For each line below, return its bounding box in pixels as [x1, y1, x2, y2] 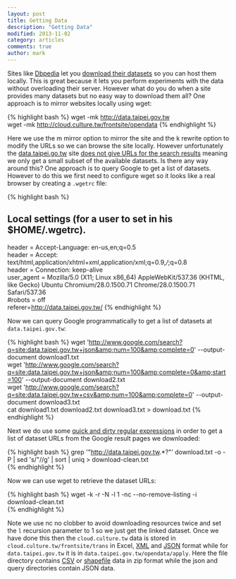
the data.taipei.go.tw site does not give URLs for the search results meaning [7, 149, 228, 157]
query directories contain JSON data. [7, 563, 116, 572]
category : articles [7, 37, 65, 44]
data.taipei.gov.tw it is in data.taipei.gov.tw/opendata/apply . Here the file [7, 549, 228, 557]
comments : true [7, 43, 52, 50]
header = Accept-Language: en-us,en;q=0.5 [7, 243, 136, 251]
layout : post [7, 10, 46, 18]
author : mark [7, 50, 46, 57]
